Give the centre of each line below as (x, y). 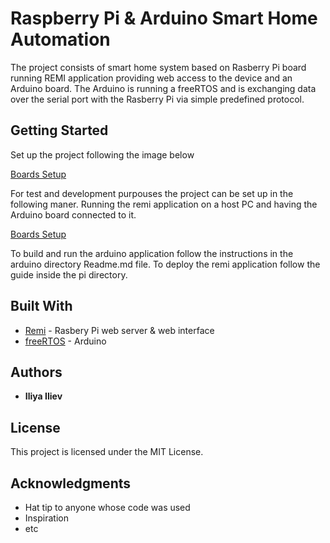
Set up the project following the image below (102, 154)
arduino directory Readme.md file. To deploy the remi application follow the (165, 264)
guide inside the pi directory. (69, 274)
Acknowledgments (71, 483)
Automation (60, 39)
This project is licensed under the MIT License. (107, 452)
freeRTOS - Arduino (65, 341)
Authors (36, 372)
